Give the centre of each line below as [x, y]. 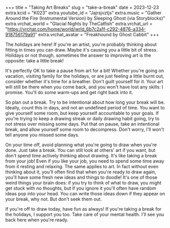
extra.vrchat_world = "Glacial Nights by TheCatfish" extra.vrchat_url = [79, 24]
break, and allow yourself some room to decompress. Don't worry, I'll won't [85, 129]
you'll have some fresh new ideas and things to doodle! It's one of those [81, 177]
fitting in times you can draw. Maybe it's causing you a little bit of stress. [81, 50]
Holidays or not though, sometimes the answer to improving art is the [78, 55]
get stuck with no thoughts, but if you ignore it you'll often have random [81, 188]
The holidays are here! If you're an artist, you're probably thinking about [81, 44]
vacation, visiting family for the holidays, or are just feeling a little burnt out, [85, 76]
